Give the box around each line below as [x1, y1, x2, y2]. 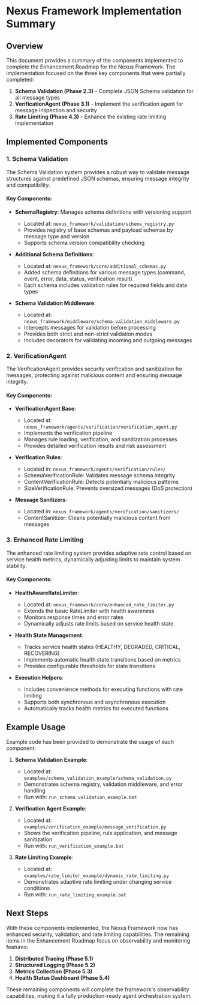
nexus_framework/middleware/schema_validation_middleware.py [23, 318, 180, 325]
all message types [14, 94, 60, 101]
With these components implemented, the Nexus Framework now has [6, 924, 179, 931]
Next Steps [6, 908, 49, 919]
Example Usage [6, 722, 66, 732]
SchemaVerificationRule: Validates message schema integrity [23, 472, 176, 479]
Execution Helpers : [14, 674, 64, 681]
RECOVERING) [23, 650, 60, 657]
